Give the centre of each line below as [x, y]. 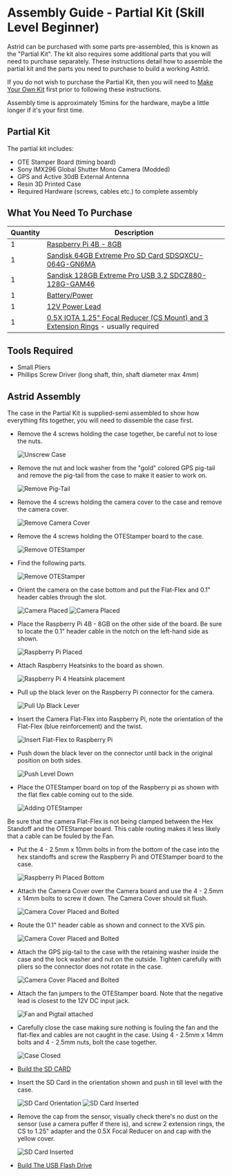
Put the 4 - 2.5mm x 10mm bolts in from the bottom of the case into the [118, 850]
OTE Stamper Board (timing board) [66, 162]
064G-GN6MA [71, 264]
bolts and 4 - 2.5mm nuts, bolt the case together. [87, 1043]
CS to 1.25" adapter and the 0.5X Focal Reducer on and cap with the [114, 1131]
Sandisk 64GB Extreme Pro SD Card [105, 255]
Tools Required [40, 351]
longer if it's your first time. [46, 110]
